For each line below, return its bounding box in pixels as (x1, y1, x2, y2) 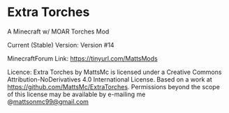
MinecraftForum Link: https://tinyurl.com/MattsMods (7, 54, 158, 63)
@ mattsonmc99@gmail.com (7, 97, 89, 105)
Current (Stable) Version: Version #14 (7, 40, 114, 49)
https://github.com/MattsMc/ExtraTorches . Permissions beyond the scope (7, 82, 220, 91)
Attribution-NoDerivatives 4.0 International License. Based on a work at (7, 75, 212, 84)
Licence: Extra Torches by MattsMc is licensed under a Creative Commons (7, 68, 222, 76)
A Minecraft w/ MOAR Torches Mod (7, 27, 110, 36)
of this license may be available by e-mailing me (7, 90, 146, 98)
